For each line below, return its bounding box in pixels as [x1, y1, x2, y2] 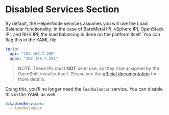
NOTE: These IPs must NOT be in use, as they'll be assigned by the [17, 65, 159, 71]
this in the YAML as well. [5, 91, 57, 97]
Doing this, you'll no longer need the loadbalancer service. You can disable [5, 85, 163, 92]
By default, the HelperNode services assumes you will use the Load [5, 20, 148, 26]
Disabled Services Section [5, 4, 119, 15]
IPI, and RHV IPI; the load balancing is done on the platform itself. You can [5, 31, 161, 37]
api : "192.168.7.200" [10, 51, 56, 56]
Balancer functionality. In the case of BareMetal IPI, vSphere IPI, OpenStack [5, 25, 164, 32]
